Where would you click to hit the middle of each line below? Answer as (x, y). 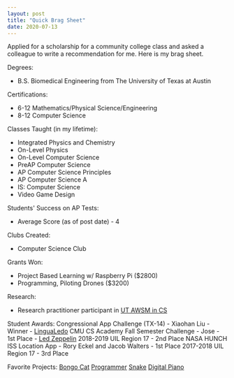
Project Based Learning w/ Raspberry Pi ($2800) (88, 276)
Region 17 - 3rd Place (38, 354)
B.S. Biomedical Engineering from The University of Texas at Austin (114, 81)
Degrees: (20, 68)
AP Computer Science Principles (64, 173)
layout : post (26, 14)
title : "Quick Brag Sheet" (46, 20)
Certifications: (28, 94)
